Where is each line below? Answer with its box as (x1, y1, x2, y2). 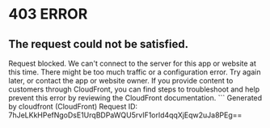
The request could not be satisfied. (8, 37, 188, 51)
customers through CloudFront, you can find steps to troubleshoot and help (8, 84, 260, 94)
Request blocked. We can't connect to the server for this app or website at (8, 58, 257, 68)
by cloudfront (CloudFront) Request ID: (8, 102, 138, 111)
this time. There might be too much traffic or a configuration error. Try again (8, 67, 261, 77)
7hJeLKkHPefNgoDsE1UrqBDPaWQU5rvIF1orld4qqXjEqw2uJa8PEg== (8, 110, 243, 120)
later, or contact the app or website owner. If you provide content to (8, 76, 234, 85)
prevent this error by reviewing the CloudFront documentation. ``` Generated (8, 93, 263, 102)
